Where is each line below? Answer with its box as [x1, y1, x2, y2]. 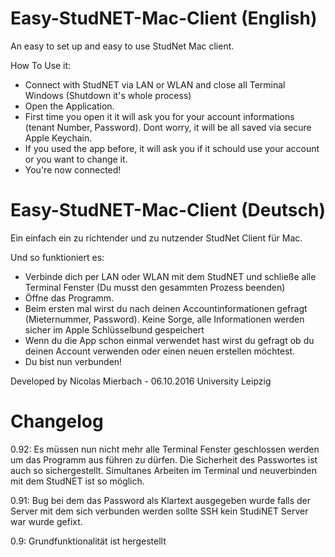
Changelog [10, 410, 104, 433]
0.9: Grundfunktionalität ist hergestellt [10, 535, 167, 547]
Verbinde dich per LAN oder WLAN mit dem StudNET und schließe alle [24, 270, 317, 282]
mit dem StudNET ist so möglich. [10, 475, 145, 487]
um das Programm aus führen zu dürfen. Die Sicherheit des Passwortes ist [10, 453, 318, 466]
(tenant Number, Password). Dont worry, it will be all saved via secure [24, 121, 312, 133]
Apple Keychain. [24, 132, 93, 144]
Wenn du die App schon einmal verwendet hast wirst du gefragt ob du [24, 334, 315, 346]
